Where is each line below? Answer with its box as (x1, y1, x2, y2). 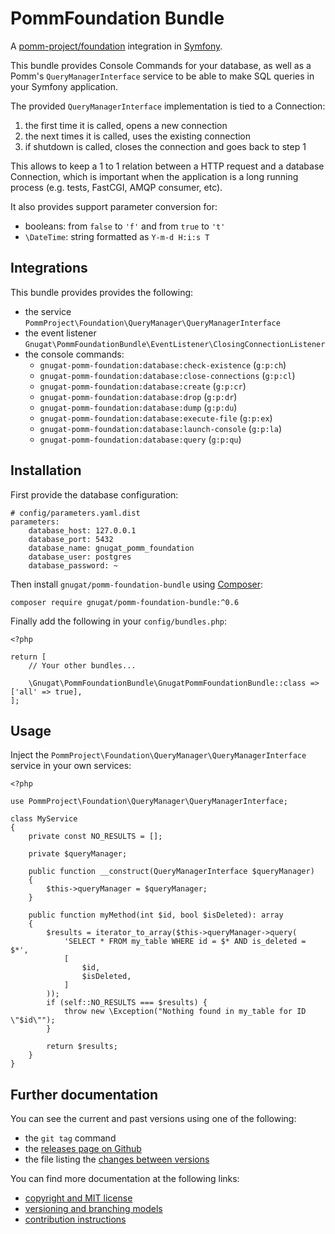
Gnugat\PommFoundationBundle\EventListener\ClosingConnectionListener (24, 339, 326, 349)
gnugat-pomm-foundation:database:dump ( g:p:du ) (39, 401, 238, 413)
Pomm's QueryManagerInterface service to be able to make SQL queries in (10, 70, 315, 82)
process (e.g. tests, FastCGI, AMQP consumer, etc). (10, 181, 223, 193)
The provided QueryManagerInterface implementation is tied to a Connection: (10, 100, 326, 112)
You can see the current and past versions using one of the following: (10, 1113, 297, 1125)
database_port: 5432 (28, 534, 114, 544)
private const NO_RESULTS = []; (28, 832, 163, 842)
